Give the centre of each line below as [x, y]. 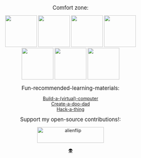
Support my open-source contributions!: [70, 120]
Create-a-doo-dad [70, 104]
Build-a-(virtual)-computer [70, 98]
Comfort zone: [70, 8]
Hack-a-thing [70, 109]
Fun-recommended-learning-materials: [70, 88]
